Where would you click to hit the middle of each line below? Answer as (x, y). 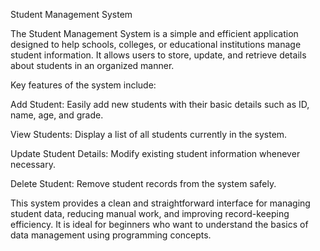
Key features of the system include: (83, 85)
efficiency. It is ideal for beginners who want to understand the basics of (159, 224)
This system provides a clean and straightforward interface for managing (160, 203)
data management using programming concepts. (111, 235)
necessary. (33, 164)
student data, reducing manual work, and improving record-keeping (150, 213)
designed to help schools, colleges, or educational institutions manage (156, 44)
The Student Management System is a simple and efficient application (154, 33)
